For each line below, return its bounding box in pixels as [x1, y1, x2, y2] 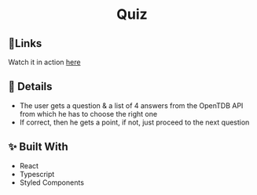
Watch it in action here [8, 57, 81, 67]
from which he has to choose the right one [19, 109, 158, 118]
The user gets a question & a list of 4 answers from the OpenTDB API [19, 100, 244, 110]
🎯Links [8, 37, 42, 50]
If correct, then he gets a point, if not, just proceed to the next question [19, 117, 250, 127]
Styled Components [19, 178, 85, 187]
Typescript [19, 169, 55, 179]
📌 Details [8, 80, 53, 93]
